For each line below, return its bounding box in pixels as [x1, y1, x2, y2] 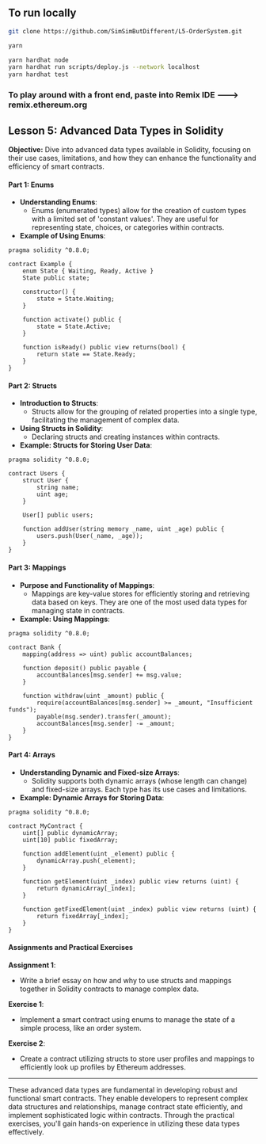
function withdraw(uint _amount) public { [22, 692, 165, 700]
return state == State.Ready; [36, 350, 136, 359]
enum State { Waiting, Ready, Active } [22, 267, 154, 276]
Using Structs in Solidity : [19, 424, 104, 433]
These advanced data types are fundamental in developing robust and [8, 1085, 237, 1094]
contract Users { [8, 470, 66, 478]
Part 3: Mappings [8, 562, 66, 572]
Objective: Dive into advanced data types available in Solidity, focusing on [8, 144, 251, 154]
